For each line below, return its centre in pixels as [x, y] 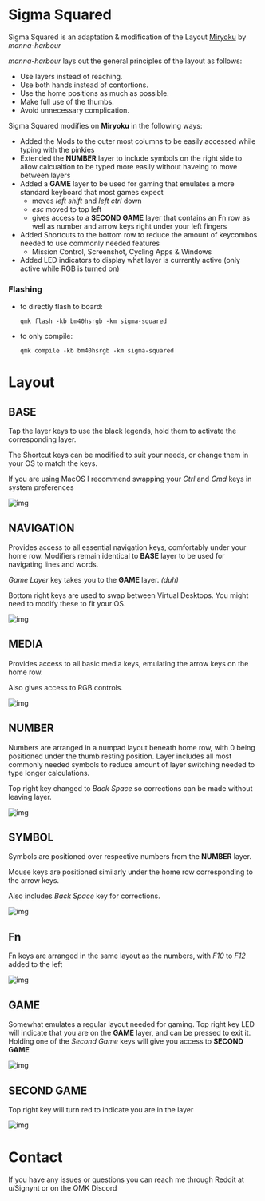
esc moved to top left [67, 209]
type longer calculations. [49, 773]
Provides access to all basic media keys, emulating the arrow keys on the [129, 663]
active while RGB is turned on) [69, 268]
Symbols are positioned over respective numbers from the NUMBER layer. [130, 857]
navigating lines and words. [53, 564]
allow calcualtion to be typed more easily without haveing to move [129, 166]
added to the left [36, 964]
